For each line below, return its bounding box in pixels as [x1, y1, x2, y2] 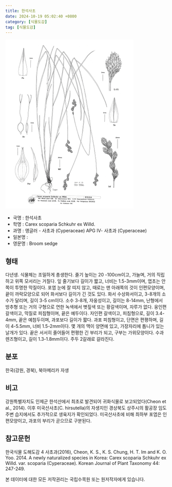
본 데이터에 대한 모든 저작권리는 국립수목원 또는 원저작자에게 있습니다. [5, 476, 145, 482]
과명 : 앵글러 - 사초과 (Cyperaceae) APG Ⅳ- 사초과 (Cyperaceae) [12, 228, 147, 234]
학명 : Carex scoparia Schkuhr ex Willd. [12, 221, 95, 228]
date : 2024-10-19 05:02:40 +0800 [5, 13, 77, 19]
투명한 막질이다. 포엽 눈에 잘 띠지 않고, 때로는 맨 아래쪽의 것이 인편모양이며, [14, 285, 165, 291]
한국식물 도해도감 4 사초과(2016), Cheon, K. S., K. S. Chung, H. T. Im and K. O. [5, 448, 167, 455]
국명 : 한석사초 [12, 215, 42, 221]
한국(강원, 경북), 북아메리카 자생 [5, 367, 69, 373]
